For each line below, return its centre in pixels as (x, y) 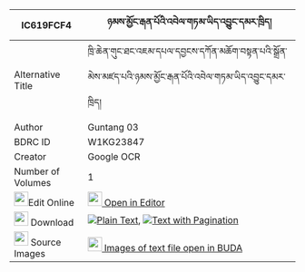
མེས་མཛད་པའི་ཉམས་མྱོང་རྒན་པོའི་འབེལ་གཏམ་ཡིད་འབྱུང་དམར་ (187, 77)
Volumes (33, 183)
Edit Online (52, 203)
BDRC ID (33, 142)
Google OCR (114, 156)
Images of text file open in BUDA (173, 248)
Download (52, 223)
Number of (37, 171)
